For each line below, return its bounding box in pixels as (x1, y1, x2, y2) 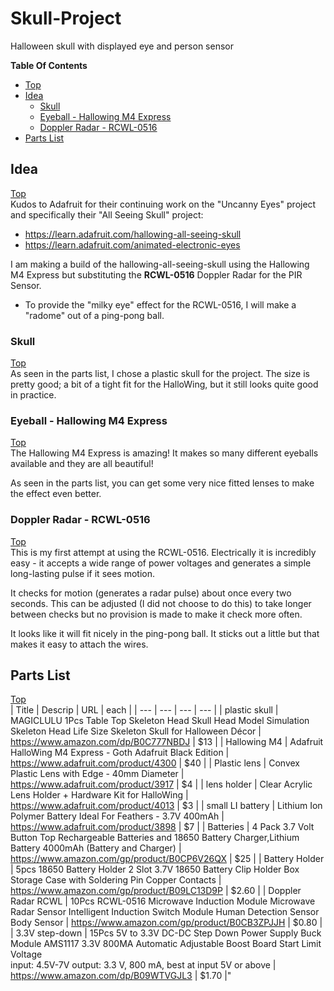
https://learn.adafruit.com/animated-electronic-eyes (24, 238, 241, 251)
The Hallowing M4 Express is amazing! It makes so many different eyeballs (10, 447, 319, 459)
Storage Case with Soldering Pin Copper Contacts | (10, 874, 222, 886)
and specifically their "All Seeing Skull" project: (10, 208, 204, 221)
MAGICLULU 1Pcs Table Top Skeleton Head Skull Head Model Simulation (10, 715, 310, 727)
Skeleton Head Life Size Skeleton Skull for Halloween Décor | (10, 725, 262, 737)
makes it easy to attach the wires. (10, 638, 149, 650)
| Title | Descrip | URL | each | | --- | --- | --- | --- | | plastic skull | (10, 704, 279, 716)
